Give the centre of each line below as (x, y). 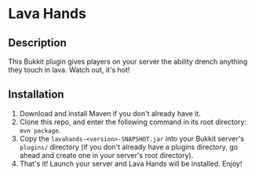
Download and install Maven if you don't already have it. (110, 113)
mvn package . (40, 130)
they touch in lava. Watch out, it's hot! (69, 70)
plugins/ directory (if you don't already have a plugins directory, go (128, 147)
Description (37, 43)
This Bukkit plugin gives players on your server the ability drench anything (128, 61)
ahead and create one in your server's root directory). (106, 155)
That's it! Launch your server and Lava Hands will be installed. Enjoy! (131, 163)
